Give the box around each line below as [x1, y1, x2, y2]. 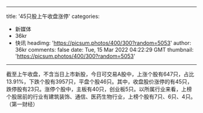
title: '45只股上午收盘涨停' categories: [6, 13, 100, 20]
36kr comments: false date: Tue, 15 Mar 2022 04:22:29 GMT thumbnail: [14, 46, 194, 53]
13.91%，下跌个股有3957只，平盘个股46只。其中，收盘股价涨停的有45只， [6, 78, 193, 85]
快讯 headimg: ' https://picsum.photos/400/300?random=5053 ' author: [14, 40, 192, 46]
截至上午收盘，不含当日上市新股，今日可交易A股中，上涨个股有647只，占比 [6, 70, 195, 78]
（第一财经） [6, 100, 38, 108]
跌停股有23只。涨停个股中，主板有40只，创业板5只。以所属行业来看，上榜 [6, 85, 192, 93]
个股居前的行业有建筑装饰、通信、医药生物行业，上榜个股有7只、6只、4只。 [6, 93, 196, 100]
